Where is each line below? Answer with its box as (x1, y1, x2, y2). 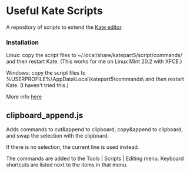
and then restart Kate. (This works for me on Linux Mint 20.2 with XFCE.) (6, 58, 182, 65)
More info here (6, 93, 42, 101)
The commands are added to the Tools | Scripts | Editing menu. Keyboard (6, 155, 184, 162)
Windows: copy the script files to (6, 69, 86, 76)
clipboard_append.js (6, 110, 84, 120)
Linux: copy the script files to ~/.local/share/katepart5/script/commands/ (6, 52, 182, 59)
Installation (6, 38, 39, 46)
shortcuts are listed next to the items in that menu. (6, 161, 128, 168)
